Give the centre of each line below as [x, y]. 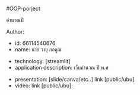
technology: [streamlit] [42, 61]
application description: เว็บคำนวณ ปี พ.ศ [61, 68]
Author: [15, 32]
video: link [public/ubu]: [44, 86]
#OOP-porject [23, 9]
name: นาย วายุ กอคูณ [38, 49]
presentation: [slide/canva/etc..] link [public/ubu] [74, 79]
